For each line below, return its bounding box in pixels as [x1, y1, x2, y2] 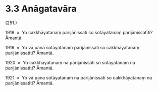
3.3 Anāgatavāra [5, 3, 77, 15]
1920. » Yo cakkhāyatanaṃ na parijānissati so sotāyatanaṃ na [5, 59, 135, 65]
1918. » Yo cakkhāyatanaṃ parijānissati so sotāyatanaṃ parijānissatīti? [5, 29, 153, 35]
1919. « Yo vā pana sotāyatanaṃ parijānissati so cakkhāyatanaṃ [5, 44, 140, 50]
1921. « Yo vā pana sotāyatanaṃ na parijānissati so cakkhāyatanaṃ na [5, 74, 152, 80]
